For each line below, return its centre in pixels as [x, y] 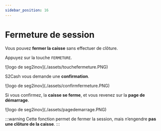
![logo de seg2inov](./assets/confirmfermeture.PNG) [57, 86]
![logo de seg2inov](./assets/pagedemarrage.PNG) [56, 109]
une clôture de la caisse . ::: [32, 124]
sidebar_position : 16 [27, 10]
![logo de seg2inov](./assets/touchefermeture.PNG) [56, 67]
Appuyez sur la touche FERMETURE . [39, 58]
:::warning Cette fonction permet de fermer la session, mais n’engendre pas [81, 119]
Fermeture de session [50, 35]
